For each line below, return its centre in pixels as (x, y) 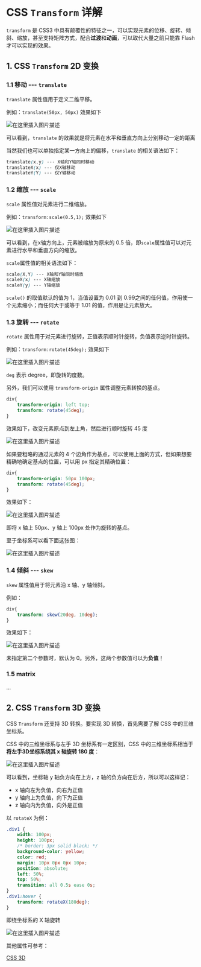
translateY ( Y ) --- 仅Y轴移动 (41, 173)
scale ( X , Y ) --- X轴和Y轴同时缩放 (45, 274)
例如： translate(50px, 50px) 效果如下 (54, 112)
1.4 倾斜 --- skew (30, 571)
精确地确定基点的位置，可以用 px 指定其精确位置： (69, 461)
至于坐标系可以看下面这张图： (43, 541)
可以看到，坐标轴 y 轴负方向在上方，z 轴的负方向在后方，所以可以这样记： (98, 777)
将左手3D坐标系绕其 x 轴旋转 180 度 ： (53, 751)
